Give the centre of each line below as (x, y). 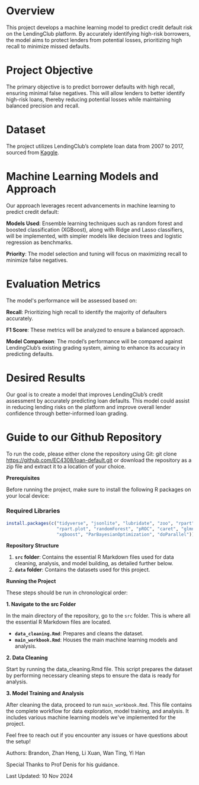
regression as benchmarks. (39, 242)
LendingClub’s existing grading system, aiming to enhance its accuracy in (96, 347)
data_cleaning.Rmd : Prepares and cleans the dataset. (79, 634)
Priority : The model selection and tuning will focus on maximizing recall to (97, 254)
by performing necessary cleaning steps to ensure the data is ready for (93, 676)
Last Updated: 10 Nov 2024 (39, 776)
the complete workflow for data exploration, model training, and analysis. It (97, 711)
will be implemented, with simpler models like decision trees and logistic (94, 236)
